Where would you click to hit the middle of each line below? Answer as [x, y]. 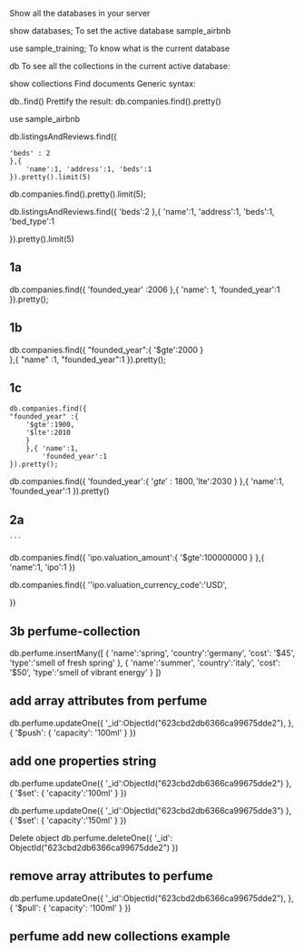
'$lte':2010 [48, 433]
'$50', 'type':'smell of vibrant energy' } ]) [85, 673]
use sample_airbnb [44, 119]
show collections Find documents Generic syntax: [103, 84]
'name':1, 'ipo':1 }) [42, 567]
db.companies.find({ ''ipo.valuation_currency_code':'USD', [118, 585]
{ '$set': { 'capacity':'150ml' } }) [68, 820]
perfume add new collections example [120, 936]
